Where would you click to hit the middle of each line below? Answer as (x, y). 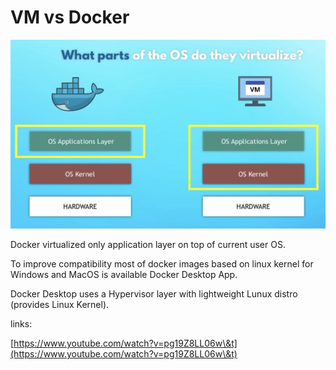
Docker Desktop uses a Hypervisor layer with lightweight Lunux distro (154, 293)
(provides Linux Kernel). (60, 304)
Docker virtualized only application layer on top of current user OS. (148, 244)
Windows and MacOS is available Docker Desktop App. (124, 274)
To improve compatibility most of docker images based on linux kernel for (162, 263)
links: (21, 323)
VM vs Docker (70, 17)
